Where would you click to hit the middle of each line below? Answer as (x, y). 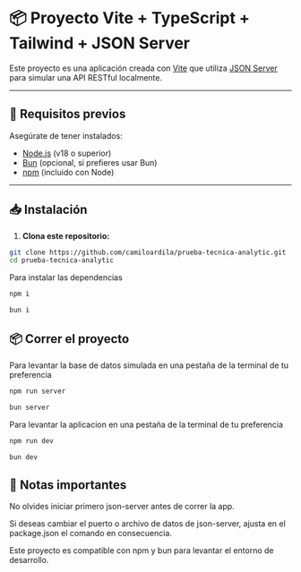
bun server (30, 407)
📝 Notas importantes (68, 485)
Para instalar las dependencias (66, 277)
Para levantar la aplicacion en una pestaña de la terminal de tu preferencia (146, 424)
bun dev (24, 457)
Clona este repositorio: (66, 235)
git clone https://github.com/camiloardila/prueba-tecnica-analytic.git (148, 252)
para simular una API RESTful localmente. (86, 77)
